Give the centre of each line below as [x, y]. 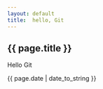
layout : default [31, 14]
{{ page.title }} [40, 48]
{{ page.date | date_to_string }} [52, 79]
